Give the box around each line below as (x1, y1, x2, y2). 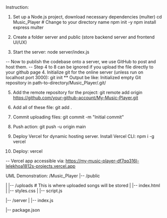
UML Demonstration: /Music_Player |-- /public (5, 173, 100, 179)
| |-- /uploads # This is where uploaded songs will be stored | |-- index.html (5, 183, 161, 188)
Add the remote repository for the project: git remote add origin (12, 90, 143, 95)
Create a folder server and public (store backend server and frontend (12, 34, 155, 40)
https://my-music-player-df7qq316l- (65, 158, 140, 164)
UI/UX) (12, 39, 27, 45)
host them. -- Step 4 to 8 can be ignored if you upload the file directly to (5, 64, 154, 70)
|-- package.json (5, 207, 40, 213)
